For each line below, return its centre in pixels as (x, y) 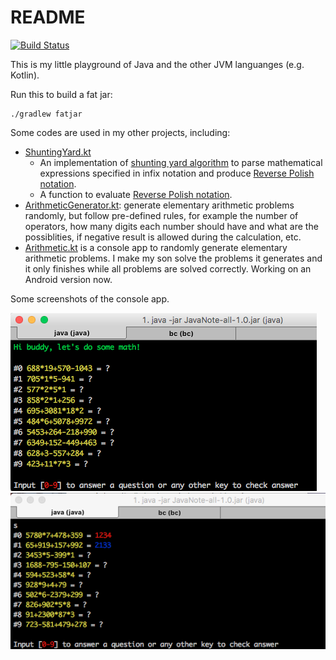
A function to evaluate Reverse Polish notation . (136, 194)
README (48, 17)
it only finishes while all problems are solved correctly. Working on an (168, 268)
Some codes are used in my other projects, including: (120, 132)
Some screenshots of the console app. (90, 298)
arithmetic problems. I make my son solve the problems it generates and (173, 258)
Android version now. (68, 279)
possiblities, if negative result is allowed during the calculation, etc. (163, 237)
